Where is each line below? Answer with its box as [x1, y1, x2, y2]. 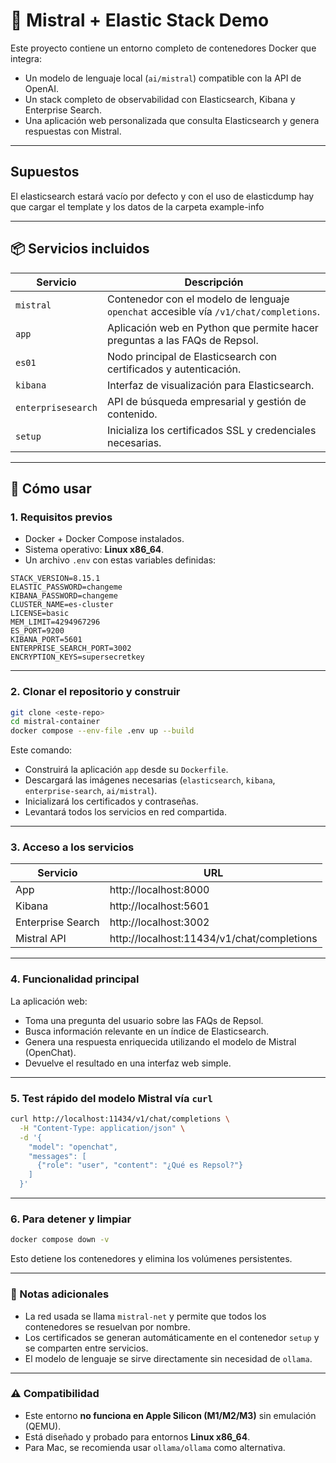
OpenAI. [24, 82, 59, 94]
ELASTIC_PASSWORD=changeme [10, 582, 123, 593]
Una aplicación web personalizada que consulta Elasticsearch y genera [24, 114, 320, 126]
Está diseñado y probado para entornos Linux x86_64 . [24, 1430, 251, 1443]
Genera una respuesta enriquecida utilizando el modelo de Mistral [24, 1035, 297, 1048]
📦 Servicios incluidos [10, 240, 150, 258]
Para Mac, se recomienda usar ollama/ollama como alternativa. [24, 1441, 286, 1453]
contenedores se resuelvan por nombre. [24, 1320, 191, 1333]
